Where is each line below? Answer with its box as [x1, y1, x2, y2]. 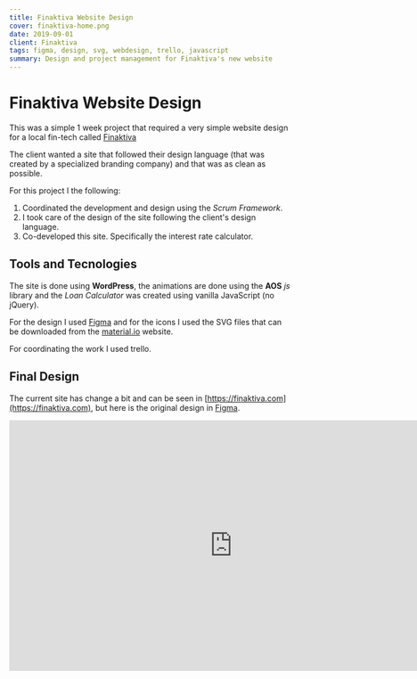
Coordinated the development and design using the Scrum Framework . [21, 202, 283, 213]
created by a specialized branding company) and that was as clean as [9, 158, 266, 169]
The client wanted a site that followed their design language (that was [9, 149, 266, 160]
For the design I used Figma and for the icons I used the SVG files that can [9, 316, 282, 327]
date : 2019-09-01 [9, 29, 74, 38]
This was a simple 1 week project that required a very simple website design [9, 122, 289, 133]
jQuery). [9, 299, 40, 310]
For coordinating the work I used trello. [9, 343, 151, 354]
